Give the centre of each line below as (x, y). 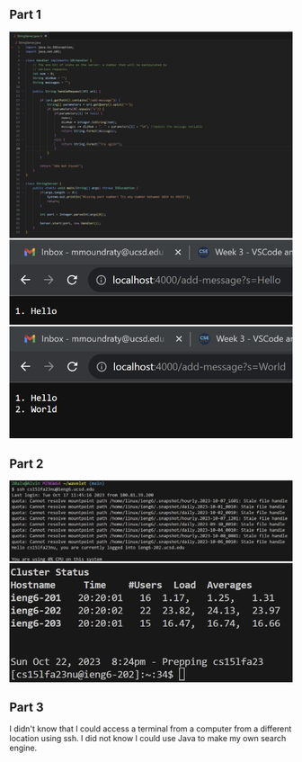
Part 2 (27, 464)
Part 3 (27, 708)
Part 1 (26, 15)
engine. (23, 748)
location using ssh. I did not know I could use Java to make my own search (148, 739)
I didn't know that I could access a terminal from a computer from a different (151, 729)
